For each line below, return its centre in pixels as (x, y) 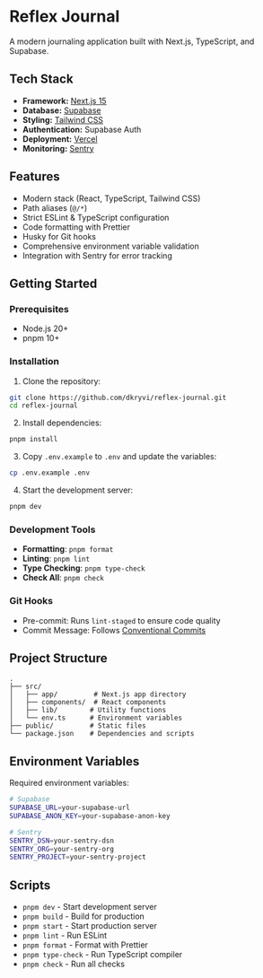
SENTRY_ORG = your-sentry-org (62, 849)
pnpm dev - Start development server (89, 907)
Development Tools (53, 529)
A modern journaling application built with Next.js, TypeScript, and (132, 41)
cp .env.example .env (50, 473)
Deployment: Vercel (60, 139)
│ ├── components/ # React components (88, 703)
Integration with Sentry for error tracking (97, 255)
